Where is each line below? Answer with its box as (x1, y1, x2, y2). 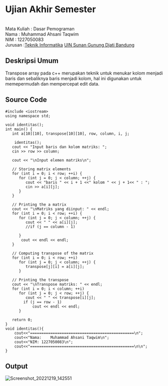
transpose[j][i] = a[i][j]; (25, 264, 85, 269)
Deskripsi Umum (5, 57, 59, 65)
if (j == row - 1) (23, 299, 62, 304)
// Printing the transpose (12, 277, 69, 282)
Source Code (5, 95, 47, 104)
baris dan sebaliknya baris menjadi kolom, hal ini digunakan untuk (5, 75, 142, 82)
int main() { (5, 127, 33, 132)
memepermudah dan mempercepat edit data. (5, 81, 100, 87)
